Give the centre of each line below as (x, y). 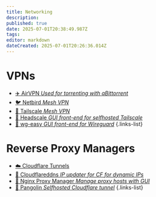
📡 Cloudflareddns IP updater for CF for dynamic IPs (79, 175)
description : (23, 18)
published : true (27, 23)
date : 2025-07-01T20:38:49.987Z (47, 29)
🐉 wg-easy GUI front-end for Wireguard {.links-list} (79, 124)
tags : (13, 35)
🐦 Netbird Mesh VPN (42, 102)
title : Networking (29, 12)
